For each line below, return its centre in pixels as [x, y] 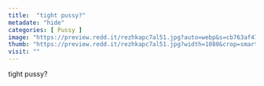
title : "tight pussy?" [47, 15]
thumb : [19, 45]
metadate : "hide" [37, 23]
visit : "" [24, 52]
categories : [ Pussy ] [45, 30]
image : [19, 37]
